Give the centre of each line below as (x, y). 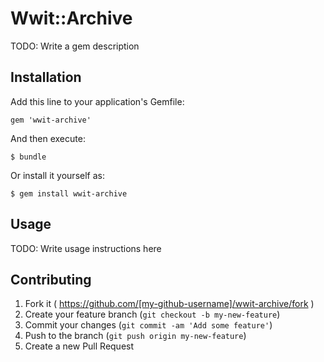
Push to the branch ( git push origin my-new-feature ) (135, 336)
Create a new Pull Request (79, 346)
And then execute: (48, 138)
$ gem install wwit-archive (69, 193)
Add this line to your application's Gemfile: (97, 101)
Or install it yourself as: (57, 175)
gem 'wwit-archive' (51, 120)
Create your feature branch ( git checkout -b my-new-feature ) (152, 314)
